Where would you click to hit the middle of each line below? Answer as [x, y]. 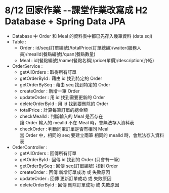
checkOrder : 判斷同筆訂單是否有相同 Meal [64, 129]
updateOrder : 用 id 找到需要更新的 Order [62, 97]
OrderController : [30, 147]
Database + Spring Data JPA [65, 21]
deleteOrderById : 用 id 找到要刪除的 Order [64, 104]
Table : [19, 41]
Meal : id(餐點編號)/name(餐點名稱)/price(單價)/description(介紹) [87, 60]
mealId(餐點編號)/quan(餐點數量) [61, 54]
